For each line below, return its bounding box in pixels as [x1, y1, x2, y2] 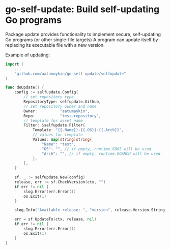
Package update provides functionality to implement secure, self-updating [5, 31, 161, 37]
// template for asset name [23, 118, 83, 123]
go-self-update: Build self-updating [5, 4, 160, 15]
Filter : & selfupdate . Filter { [23, 123, 85, 128]
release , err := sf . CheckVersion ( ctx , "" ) [14, 179, 106, 184]
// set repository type [23, 95, 74, 100]
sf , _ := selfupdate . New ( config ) [14, 175, 85, 180]
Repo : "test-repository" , [23, 113, 101, 118]
